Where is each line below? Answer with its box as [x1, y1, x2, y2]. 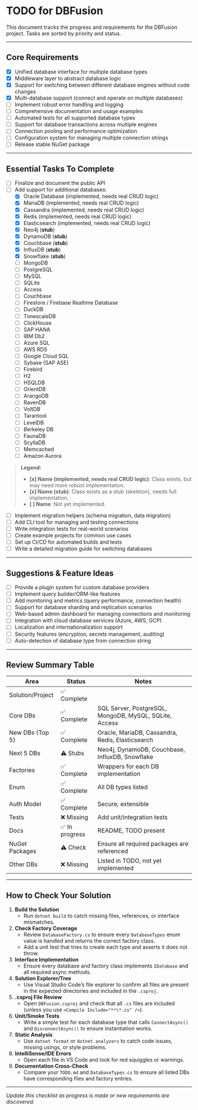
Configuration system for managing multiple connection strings [14, 134, 169, 141]
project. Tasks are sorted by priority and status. [6, 29, 121, 37]
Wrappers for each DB [97, 762, 159, 771]
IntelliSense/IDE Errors [14, 1050, 72, 1057]
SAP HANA [23, 326, 51, 333]
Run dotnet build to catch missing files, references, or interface [23, 912, 180, 920]
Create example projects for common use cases [14, 532, 131, 539]
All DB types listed [97, 783, 148, 791]
